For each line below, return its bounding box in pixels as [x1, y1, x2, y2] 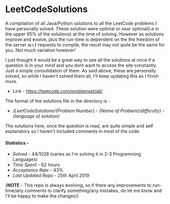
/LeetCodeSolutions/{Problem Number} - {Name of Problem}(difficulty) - [12, 108, 164, 114]
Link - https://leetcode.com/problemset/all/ [12, 88, 103, 94]
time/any [5, 188, 24, 194]
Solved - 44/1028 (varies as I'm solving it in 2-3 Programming [12, 151, 142, 157]
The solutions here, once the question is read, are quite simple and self [5, 123, 153, 129]
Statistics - [5, 140, 29, 146]
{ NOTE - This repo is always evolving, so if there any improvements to [5, 182, 152, 188]
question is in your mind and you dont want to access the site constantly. [5, 62, 157, 68]
